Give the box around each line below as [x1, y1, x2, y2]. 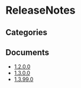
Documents [5, 47, 50, 57]
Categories [5, 27, 48, 37]
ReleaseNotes [5, 4, 76, 17]
